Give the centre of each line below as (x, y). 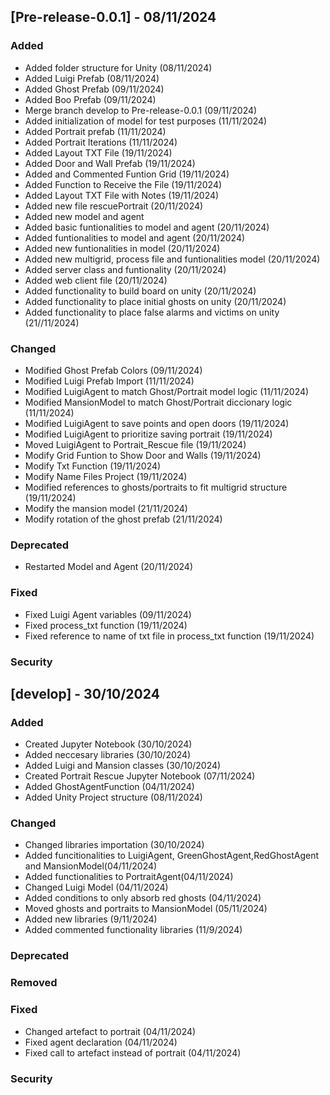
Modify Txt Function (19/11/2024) (93, 466)
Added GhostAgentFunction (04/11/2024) (109, 787)
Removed (34, 983)
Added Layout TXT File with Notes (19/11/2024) (122, 195)
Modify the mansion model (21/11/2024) (106, 508)
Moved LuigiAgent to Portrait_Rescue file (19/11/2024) (135, 444)
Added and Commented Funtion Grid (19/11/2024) (127, 174)
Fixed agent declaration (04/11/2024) (101, 1042)
